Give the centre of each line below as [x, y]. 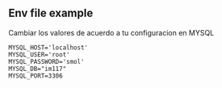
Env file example [51, 13]
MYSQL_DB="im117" [38, 69]
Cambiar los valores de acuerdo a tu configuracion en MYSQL [111, 32]
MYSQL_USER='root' [39, 54]
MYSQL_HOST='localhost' [48, 48]
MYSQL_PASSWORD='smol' [46, 61]
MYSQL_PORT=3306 [36, 76]
